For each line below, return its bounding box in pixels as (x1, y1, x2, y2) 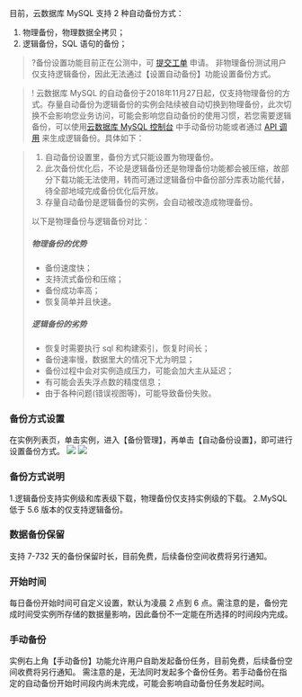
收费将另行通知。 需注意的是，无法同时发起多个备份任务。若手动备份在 (16, 666, 280, 677)
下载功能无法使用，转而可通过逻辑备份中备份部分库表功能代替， (52, 174, 289, 184)
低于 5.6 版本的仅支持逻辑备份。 (9, 504, 129, 514)
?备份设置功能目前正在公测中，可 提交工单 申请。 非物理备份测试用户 (31, 58, 287, 67)
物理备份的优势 (31, 237, 87, 249)
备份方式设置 (9, 412, 66, 424)
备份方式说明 (9, 470, 66, 483)
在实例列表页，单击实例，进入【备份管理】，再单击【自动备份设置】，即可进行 (9, 434, 293, 445)
